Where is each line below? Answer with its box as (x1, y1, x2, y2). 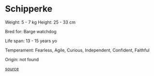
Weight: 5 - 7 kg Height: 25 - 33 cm (5, 19, 76, 25)
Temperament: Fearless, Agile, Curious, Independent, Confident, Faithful (5, 47, 150, 53)
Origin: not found (5, 56, 39, 62)
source (5, 66, 19, 72)
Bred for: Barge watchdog (5, 28, 57, 34)
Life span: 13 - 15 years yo (5, 38, 57, 44)
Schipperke (5, 3, 52, 14)
